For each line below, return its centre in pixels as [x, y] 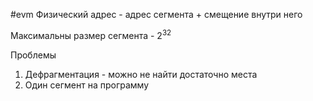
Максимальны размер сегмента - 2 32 [91, 34]
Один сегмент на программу [87, 85]
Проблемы [33, 55]
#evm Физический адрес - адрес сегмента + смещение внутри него [156, 14]
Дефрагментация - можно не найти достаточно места [141, 74]
